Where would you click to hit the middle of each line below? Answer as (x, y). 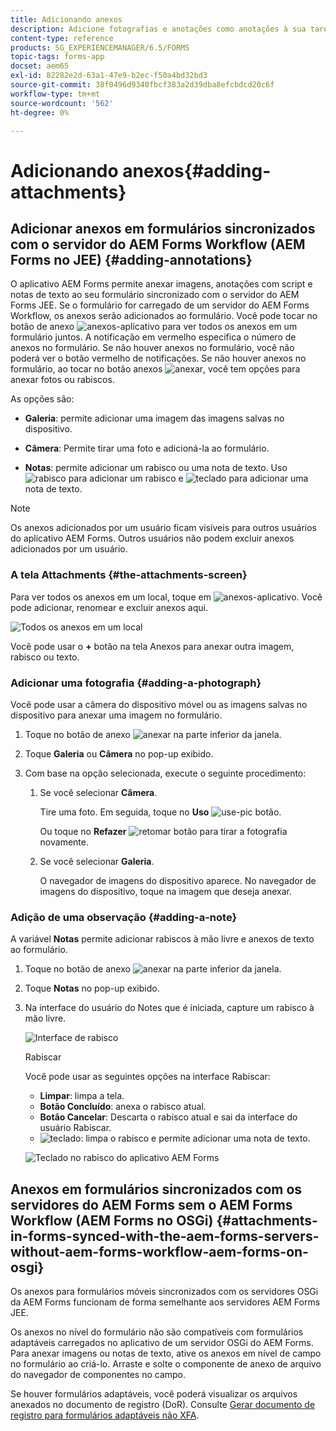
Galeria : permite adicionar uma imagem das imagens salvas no (154, 418)
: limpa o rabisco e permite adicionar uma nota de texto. (195, 1138)
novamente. (64, 842)
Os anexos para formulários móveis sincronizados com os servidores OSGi (164, 1292)
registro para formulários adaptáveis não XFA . (105, 1415)
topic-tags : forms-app (57, 57)
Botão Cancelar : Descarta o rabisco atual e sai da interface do (168, 1117)
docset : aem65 (40, 66)
